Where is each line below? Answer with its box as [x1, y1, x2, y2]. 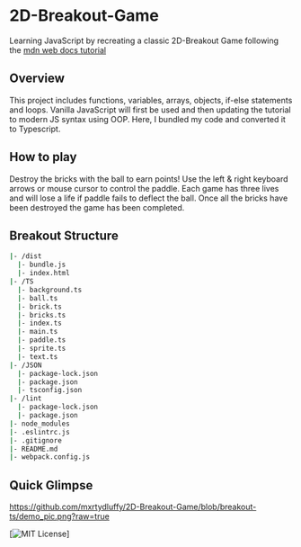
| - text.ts [17, 352, 58, 361]
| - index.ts [17, 318, 63, 328]
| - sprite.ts [17, 344, 66, 353]
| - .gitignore [9, 435, 63, 445]
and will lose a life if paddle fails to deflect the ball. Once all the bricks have [9, 193, 288, 203]
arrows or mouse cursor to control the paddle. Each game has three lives [9, 183, 279, 193]
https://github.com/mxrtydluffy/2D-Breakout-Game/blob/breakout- [9, 501, 257, 513]
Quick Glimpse [9, 478, 93, 493]
